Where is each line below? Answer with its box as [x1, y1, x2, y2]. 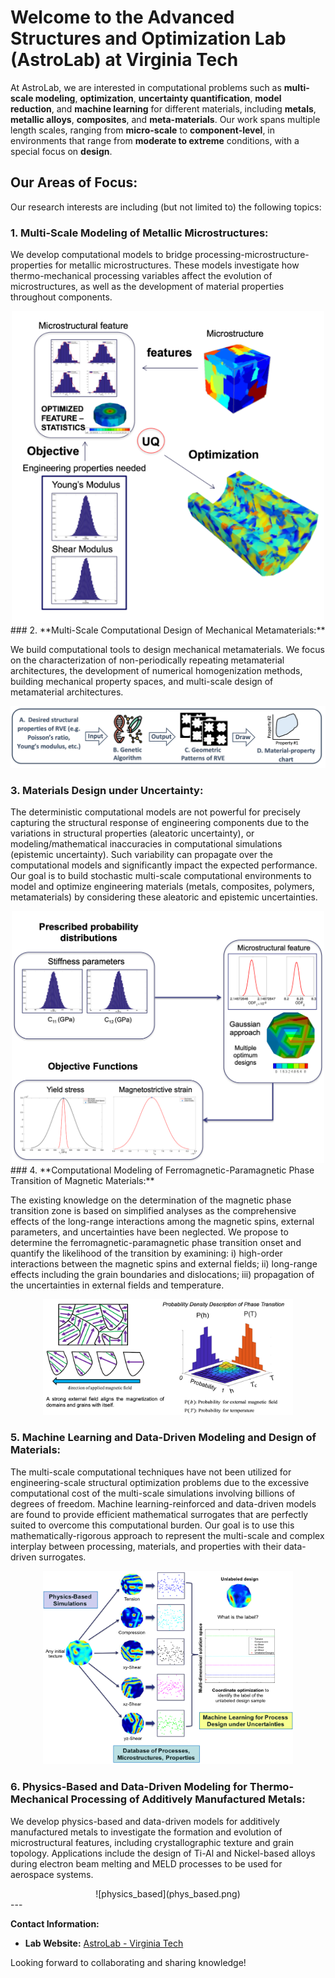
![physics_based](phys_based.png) [95, 1887, 241, 1900]
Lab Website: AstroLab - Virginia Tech [24, 1937, 184, 1949]
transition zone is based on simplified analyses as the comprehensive [10, 1205, 297, 1217]
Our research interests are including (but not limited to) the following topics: [10, 201, 322, 213]
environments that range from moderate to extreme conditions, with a [10, 134, 300, 146]
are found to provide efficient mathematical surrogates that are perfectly [10, 1508, 309, 1520]
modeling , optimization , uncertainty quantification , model [34, 92, 282, 104]
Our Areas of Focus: [10, 174, 138, 191]
